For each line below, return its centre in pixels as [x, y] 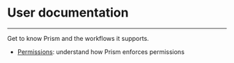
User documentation [68, 13]
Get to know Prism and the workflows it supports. [78, 38]
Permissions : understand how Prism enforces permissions [101, 52]
